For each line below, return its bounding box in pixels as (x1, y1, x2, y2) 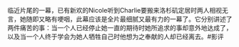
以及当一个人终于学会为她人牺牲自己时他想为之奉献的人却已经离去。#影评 (7, 32, 224, 41)
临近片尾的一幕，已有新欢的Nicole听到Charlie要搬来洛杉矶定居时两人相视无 (7, 6, 228, 14)
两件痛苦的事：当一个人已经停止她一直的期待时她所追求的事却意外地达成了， (7, 24, 233, 32)
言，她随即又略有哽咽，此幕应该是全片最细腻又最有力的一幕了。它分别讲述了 (7, 15, 233, 23)
